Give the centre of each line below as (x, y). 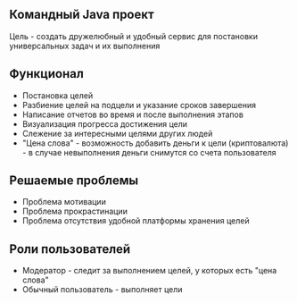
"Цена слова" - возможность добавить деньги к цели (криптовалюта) (155, 143)
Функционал (47, 74)
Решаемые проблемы (74, 181)
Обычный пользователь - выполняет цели (102, 290)
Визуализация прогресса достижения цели (105, 123)
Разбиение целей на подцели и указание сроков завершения (139, 105)
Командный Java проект (82, 15)
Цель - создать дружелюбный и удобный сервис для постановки (134, 36)
